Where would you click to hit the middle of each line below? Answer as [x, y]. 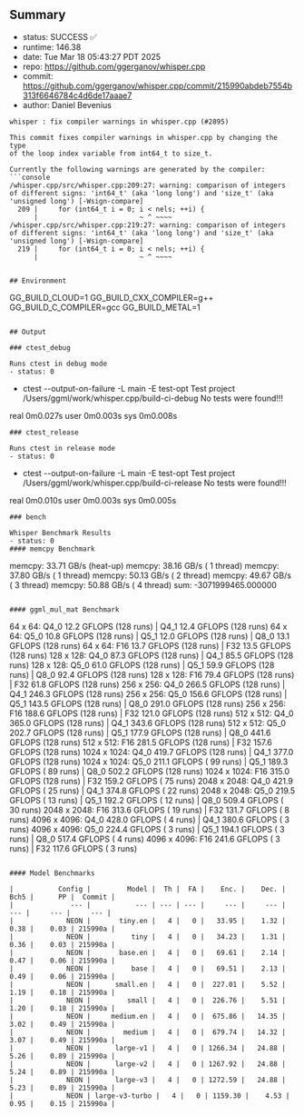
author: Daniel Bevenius [67, 105]
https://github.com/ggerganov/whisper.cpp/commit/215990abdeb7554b [157, 85]
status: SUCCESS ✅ [59, 36]
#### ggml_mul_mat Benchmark [64, 609]
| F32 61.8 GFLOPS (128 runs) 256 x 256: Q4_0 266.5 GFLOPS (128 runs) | [147, 684]
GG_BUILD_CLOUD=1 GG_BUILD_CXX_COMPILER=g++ [112, 297]
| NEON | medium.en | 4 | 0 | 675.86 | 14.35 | [147, 1016]
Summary [38, 15]
